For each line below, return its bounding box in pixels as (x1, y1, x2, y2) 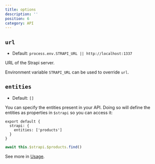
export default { (5, 119, 41, 124)
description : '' (5, 12, 38, 17)
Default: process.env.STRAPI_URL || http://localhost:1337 (12, 51, 133, 56)
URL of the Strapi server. (5, 60, 55, 66)
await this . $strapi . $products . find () (5, 145, 82, 149)
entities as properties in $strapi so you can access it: (5, 109, 113, 115)
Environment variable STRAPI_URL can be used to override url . (5, 69, 129, 75)
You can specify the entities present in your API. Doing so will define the (5, 104, 151, 110)
